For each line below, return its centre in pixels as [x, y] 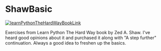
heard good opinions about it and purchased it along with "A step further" [81, 38]
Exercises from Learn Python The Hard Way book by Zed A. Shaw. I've [78, 32]
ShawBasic [29, 9]
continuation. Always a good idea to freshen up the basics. [66, 43]
